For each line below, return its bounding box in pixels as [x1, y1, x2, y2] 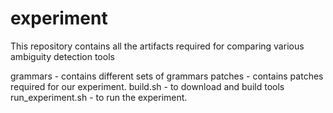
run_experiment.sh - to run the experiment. [10, 91, 188, 103]
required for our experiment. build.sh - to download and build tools [10, 80, 285, 92]
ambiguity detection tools [10, 50, 115, 62]
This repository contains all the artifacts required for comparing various [10, 40, 305, 52]
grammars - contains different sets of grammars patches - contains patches [10, 70, 324, 82]
